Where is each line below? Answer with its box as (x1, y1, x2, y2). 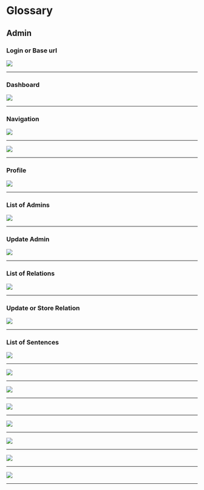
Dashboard (6, 80, 40, 89)
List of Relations (6, 269, 55, 278)
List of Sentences (6, 338, 59, 346)
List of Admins (6, 200, 50, 209)
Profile (6, 166, 27, 175)
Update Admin (6, 235, 50, 243)
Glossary (6, 4, 53, 18)
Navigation (6, 115, 39, 124)
